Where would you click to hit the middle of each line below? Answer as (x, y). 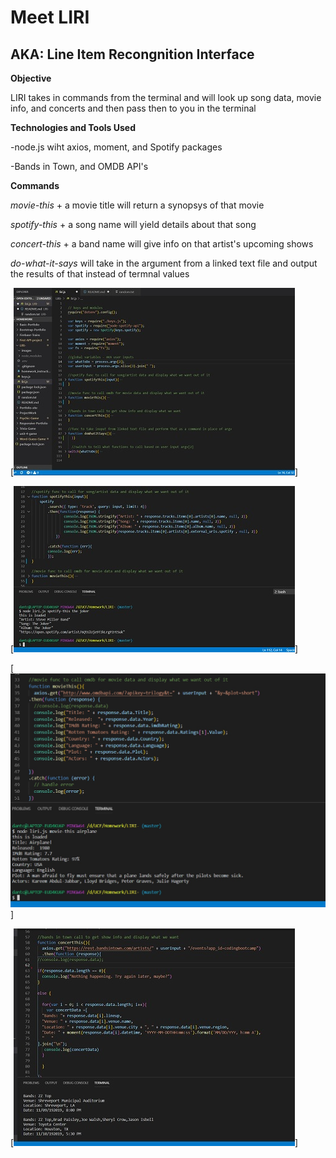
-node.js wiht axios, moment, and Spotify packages (116, 147)
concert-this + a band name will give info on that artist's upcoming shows (162, 244)
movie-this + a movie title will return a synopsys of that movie (137, 205)
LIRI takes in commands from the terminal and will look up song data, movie (166, 97)
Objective (31, 78)
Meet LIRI (50, 17)
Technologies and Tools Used (73, 127)
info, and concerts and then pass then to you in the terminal (133, 108)
